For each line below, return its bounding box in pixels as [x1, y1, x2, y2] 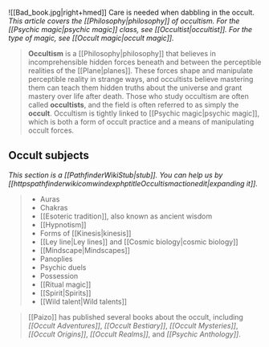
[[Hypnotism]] [39, 219, 87, 229]
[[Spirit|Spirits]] [39, 288, 92, 297]
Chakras [39, 202, 68, 212]
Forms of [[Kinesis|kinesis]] [39, 228, 132, 238]
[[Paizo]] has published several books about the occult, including [27, 312, 243, 321]
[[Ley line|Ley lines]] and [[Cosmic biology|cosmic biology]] [39, 237, 238, 247]
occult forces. [27, 125, 75, 135]
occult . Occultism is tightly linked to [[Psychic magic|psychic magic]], [27, 108, 259, 118]
